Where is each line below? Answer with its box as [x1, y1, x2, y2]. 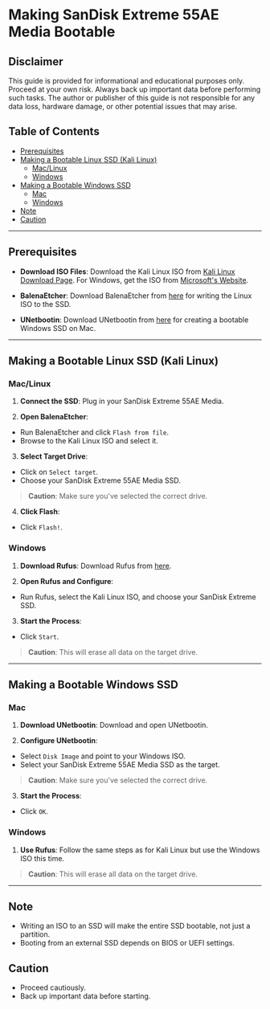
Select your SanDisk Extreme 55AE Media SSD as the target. [19, 760, 220, 770]
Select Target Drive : [19, 451, 88, 461]
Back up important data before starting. [19, 991, 151, 1001]
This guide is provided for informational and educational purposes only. [8, 76, 245, 85]
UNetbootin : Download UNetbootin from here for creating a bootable [19, 315, 249, 325]
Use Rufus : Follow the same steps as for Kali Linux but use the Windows [19, 845, 260, 855]
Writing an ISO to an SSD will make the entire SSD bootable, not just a [19, 921, 251, 931]
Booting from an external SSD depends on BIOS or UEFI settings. [19, 938, 235, 948]
